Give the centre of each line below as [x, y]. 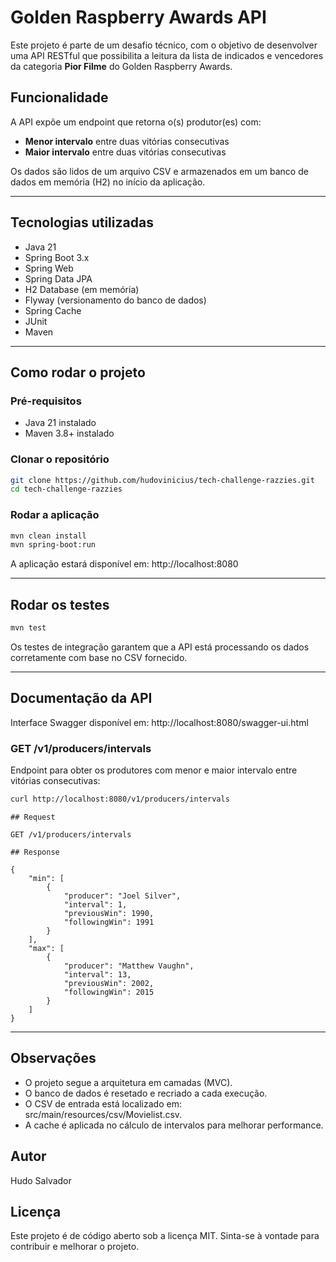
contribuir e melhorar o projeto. [75, 1247]
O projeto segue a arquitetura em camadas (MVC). [128, 1082]
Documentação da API [81, 698]
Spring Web [49, 268]
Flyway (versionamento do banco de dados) [115, 300]
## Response [35, 852]
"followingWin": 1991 [109, 922]
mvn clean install [48, 536]
